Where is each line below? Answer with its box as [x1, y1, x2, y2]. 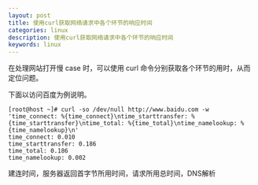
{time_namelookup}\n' [8, 127, 79, 135]
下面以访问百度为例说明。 [8, 90, 91, 99]
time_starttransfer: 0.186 [8, 140, 97, 148]
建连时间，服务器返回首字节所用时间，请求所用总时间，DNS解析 [8, 168, 216, 178]
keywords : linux [8, 41, 61, 49]
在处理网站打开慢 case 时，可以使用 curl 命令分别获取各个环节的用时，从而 [8, 64, 251, 73]
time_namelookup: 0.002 [8, 154, 87, 162]
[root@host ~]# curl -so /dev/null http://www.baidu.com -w [8, 105, 210, 114]
